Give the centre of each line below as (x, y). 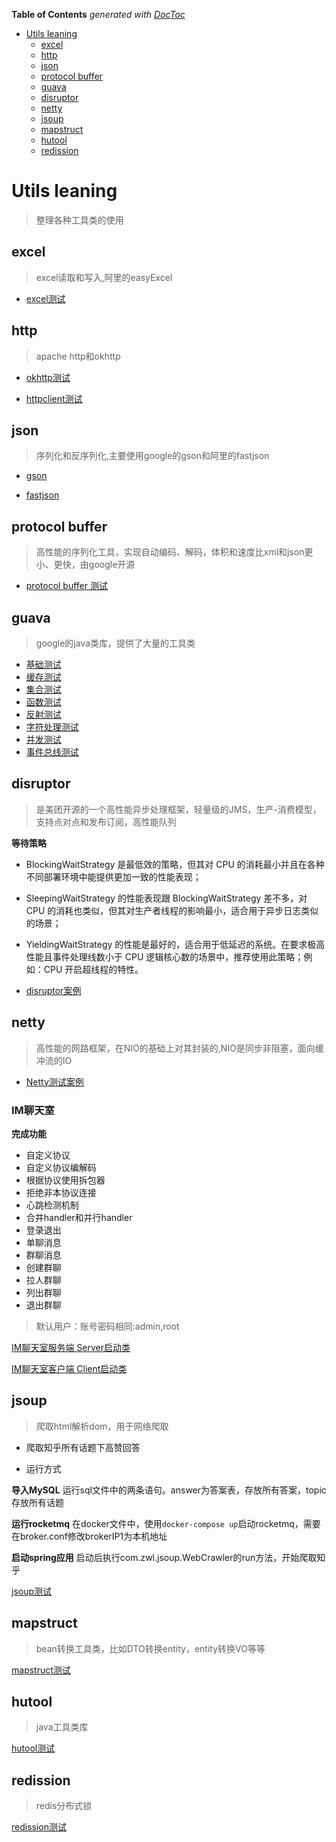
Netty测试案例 (54, 1081)
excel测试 (45, 298)
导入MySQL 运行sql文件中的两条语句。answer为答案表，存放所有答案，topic (169, 1490)
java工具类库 (62, 1727)
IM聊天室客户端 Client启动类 (69, 1368)
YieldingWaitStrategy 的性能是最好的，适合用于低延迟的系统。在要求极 (171, 944)
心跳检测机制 (52, 1205)
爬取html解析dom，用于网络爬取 (102, 1426)
